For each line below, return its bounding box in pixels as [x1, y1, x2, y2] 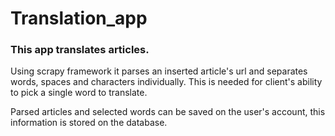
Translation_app [10, 7, 148, 30]
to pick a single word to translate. [10, 87, 148, 99]
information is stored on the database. [10, 117, 168, 129]
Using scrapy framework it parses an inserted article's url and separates [10, 65, 308, 77]
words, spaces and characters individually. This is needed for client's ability [10, 76, 323, 88]
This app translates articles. [10, 43, 150, 57]
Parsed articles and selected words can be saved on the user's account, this [10, 106, 326, 118]
